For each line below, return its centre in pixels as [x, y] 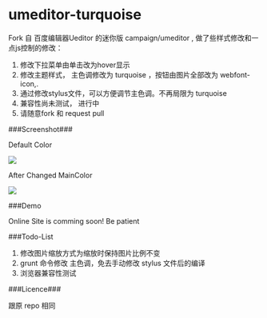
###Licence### [35, 288]
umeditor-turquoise [75, 15]
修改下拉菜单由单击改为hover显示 [75, 65]
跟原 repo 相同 [32, 305]
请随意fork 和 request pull [62, 113]
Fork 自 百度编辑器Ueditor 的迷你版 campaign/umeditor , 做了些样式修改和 [130, 38]
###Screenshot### [41, 129]
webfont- [235, 74]
